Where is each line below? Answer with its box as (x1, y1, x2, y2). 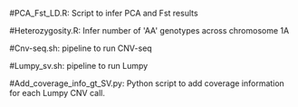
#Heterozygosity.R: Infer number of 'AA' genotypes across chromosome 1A (9, 25, 290, 35)
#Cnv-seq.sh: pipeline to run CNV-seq (9, 43, 152, 53)
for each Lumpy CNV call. (9, 88, 106, 98)
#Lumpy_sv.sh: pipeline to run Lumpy (9, 61, 149, 71)
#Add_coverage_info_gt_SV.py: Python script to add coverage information (9, 78, 285, 89)
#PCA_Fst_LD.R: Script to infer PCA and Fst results (9, 8, 198, 18)
